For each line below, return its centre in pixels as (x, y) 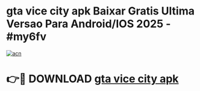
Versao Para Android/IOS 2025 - (89, 24)
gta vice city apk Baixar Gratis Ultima (100, 11)
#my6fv (27, 37)
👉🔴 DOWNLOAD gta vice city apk (92, 79)
